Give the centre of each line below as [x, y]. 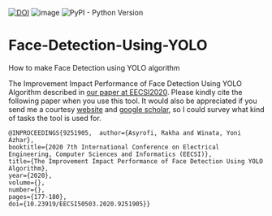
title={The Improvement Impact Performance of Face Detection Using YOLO [136, 161]
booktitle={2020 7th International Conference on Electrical [114, 147]
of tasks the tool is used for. [55, 118]
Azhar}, [22, 140]
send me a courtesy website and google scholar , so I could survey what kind [137, 109]
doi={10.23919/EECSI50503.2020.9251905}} [80, 204]
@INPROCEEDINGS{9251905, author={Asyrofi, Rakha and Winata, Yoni [125, 133]
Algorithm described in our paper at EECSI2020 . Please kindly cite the [125, 92]
